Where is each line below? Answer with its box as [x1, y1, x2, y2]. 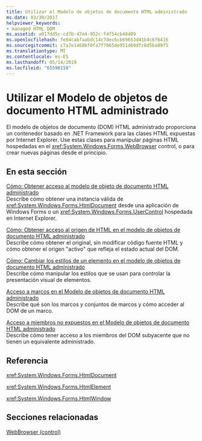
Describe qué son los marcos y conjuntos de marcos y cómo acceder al [6, 301, 185, 308]
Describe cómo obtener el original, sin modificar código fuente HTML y [6, 239, 183, 246]
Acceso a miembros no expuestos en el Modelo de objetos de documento [6, 319, 190, 326]
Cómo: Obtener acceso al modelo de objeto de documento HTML [6, 183, 169, 190]
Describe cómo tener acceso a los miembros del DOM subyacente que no [6, 332, 190, 339]
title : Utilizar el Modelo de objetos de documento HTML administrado [6, 8, 188, 15]
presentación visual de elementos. [6, 277, 92, 284]
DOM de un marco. [6, 307, 54, 314]
